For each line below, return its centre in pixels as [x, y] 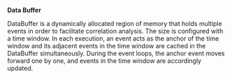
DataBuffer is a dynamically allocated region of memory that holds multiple [115, 23]
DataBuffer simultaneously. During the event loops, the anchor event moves [116, 53]
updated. [20, 68]
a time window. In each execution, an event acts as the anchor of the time [113, 38]
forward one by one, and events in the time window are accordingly [104, 61]
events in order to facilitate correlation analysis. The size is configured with [115, 31]
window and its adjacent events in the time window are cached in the [107, 46]
